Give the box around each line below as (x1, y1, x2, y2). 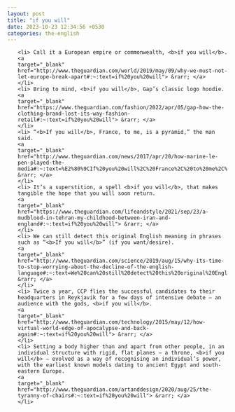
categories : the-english (7, 29, 80, 37)
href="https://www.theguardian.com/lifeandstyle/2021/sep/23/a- (17, 208, 209, 216)
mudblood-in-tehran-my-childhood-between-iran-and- (17, 214, 171, 221)
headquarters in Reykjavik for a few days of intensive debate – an (17, 294, 222, 301)
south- (202, 362, 222, 369)
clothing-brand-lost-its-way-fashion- (17, 110, 131, 118)
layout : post (7, 10, 45, 18)
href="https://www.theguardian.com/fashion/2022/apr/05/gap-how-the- (17, 104, 225, 111)
